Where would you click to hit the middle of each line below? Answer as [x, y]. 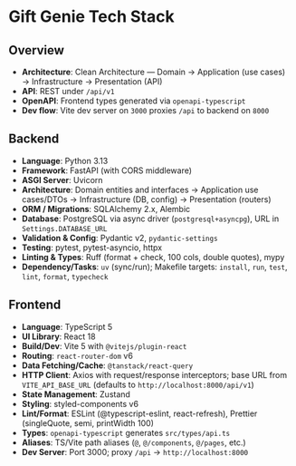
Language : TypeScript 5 [67, 326]
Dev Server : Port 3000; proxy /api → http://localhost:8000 [135, 451]
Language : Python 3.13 [65, 160]
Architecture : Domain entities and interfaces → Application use [140, 189]
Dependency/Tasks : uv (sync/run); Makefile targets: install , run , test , [154, 267]
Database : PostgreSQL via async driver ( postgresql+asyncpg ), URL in [150, 218]
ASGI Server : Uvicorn [62, 180]
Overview [37, 50]
